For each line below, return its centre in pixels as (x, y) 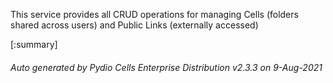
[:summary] (34, 44)
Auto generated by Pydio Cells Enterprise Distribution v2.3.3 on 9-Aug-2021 (166, 67)
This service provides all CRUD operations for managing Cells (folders (154, 14)
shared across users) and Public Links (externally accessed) (134, 25)
